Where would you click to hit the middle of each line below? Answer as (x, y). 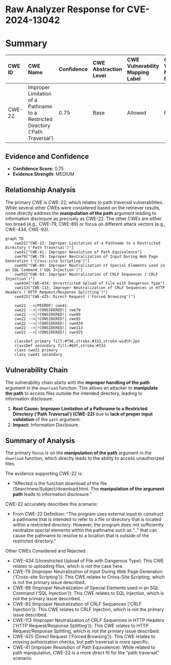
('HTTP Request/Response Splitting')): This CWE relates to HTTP (80, 626)
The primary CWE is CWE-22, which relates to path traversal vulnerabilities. (84, 202)
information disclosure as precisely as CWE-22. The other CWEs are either (83, 218)
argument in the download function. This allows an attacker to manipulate (82, 387)
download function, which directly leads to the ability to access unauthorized (85, 458)
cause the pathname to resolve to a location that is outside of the (81, 536)
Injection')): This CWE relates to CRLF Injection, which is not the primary (88, 609)
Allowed (137, 113)
